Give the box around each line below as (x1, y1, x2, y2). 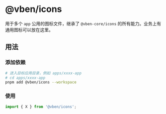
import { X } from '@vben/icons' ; (5, 104, 77, 109)
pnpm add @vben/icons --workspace (5, 80, 77, 85)
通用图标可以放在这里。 (5, 26, 53, 33)
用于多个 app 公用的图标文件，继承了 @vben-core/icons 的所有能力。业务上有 (5, 20, 162, 26)
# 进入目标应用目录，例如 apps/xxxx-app (5, 71, 82, 76)
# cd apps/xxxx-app (5, 75, 46, 80)
